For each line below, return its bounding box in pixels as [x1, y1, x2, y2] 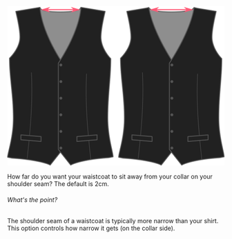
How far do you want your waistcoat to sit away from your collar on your [7, 172, 213, 181]
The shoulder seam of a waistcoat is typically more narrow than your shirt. [7, 217, 219, 225]
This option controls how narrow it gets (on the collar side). [7, 224, 175, 233]
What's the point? [7, 196, 58, 204]
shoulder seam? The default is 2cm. [7, 180, 109, 188]
